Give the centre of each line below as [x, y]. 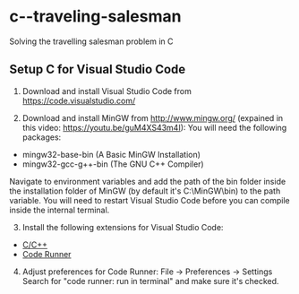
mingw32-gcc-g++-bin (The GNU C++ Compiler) [113, 164]
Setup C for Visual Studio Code [98, 69]
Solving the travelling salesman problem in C [91, 41]
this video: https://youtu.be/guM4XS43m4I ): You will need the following [154, 127]
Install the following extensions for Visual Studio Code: [123, 227]
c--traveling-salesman [95, 17]
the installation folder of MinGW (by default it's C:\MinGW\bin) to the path [145, 191]
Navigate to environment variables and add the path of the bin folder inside [148, 181]
